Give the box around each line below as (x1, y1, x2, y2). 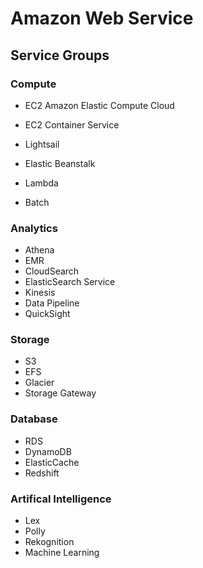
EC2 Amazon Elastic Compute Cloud (24, 99, 175, 111)
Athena (24, 244, 55, 256)
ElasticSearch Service (24, 276, 116, 288)
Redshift (24, 467, 60, 479)
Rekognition (24, 536, 75, 548)
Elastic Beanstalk (24, 157, 96, 169)
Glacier (24, 377, 55, 389)
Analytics (10, 221, 58, 235)
